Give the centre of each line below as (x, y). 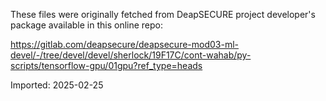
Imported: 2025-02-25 (57, 85)
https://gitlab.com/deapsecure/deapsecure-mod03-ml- (125, 44)
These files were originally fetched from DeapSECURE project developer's (163, 14)
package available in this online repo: (87, 25)
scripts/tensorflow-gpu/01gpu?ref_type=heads (106, 65)
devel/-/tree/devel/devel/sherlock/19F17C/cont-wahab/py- (131, 55)
